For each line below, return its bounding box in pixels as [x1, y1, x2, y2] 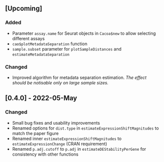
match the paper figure [12, 130, 59, 136]
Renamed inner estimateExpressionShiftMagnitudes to [12, 135, 122, 141]
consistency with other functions [12, 151, 79, 157]
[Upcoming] [5, 4, 43, 13]
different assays [12, 35, 45, 41]
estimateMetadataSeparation [12, 52, 70, 57]
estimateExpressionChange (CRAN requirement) [12, 140, 108, 147]
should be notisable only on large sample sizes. [12, 80, 109, 85]
